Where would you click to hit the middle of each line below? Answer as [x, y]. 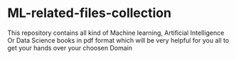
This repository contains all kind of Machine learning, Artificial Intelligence [116, 33]
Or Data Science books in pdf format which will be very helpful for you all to [118, 40]
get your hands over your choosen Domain [70, 48]
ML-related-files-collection [90, 13]
